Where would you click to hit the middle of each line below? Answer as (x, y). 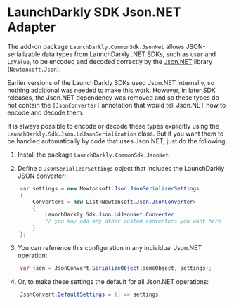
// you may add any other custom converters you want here (133, 221)
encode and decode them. (46, 112)
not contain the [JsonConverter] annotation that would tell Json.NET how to (117, 105)
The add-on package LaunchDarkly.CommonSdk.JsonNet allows (96, 46)
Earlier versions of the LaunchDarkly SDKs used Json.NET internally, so (111, 82)
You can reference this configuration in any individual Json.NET (110, 247)
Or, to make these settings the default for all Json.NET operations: (113, 281)
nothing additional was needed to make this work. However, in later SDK (112, 90)
